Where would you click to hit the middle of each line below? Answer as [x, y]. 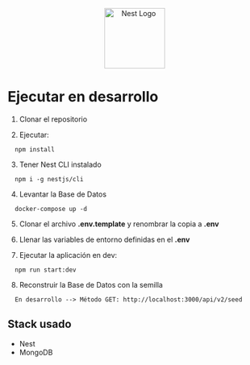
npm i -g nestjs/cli [49, 179]
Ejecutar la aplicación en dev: [68, 255]
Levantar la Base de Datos [62, 194]
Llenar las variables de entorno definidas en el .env [104, 239]
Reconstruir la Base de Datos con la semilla [91, 284]
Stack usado [40, 324]
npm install [35, 149]
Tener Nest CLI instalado [60, 164]
